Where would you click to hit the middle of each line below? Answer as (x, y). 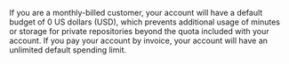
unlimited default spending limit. (68, 50)
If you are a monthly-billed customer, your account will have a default (136, 13)
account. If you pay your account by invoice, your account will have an (139, 40)
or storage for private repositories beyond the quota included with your (139, 31)
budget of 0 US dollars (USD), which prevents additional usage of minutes (144, 22)
